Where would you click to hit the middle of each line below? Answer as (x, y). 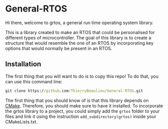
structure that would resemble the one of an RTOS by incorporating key (79, 43)
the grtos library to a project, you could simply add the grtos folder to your (82, 111)
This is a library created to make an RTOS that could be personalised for (80, 32)
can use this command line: (34, 81)
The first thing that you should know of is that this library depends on (77, 100)
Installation (23, 64)
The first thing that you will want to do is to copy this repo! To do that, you (82, 76)
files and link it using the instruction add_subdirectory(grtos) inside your (81, 116)
